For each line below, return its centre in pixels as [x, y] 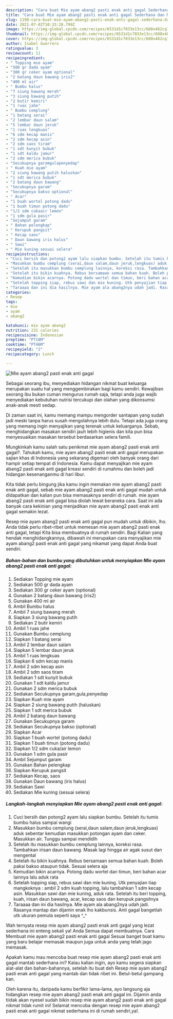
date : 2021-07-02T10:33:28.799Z [40, 24]
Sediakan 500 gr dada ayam [43, 584]
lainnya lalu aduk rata [36, 877]
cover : [13, 39]
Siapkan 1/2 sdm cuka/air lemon [47, 748]
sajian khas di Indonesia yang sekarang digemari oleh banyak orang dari [82, 458]
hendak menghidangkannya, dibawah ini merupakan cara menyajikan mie [83, 538]
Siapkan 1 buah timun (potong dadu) [52, 743]
